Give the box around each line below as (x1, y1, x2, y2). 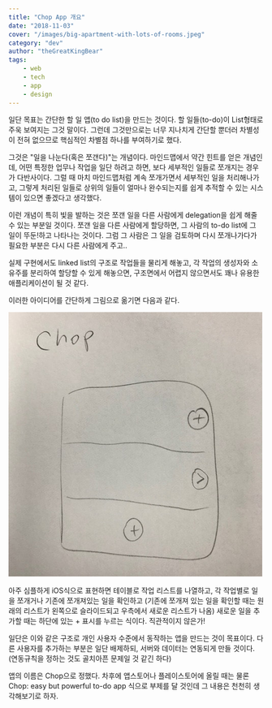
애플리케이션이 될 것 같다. (8, 278, 89, 287)
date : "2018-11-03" (8, 21, 75, 30)
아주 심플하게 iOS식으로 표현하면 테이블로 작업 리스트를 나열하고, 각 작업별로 (8, 585, 250, 595)
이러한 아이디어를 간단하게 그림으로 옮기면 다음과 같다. (8, 295, 180, 304)
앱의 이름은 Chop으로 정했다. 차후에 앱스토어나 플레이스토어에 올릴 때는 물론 (8, 671, 250, 680)
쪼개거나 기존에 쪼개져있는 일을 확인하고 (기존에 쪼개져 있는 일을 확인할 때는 (16, 595, 256, 605)
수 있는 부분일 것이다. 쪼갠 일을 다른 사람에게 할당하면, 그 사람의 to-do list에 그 (8, 220, 257, 230)
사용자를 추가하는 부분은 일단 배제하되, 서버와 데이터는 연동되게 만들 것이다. (16, 643, 256, 653)
